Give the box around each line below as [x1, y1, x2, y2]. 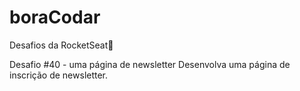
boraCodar [9, 6, 101, 29]
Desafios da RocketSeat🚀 [9, 39, 114, 51]
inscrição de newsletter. [9, 69, 109, 81]
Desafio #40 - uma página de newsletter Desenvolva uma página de [9, 58, 291, 70]
